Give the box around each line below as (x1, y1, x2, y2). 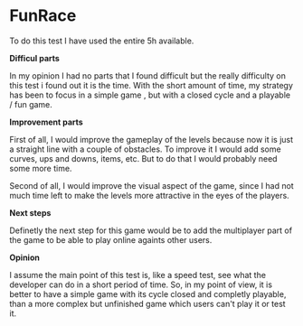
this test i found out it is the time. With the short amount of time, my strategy (9, 79, 294, 90)
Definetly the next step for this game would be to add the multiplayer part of (9, 225, 292, 236)
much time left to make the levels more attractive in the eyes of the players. (9, 190, 289, 200)
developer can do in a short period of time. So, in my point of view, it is (9, 279, 273, 290)
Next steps (9, 207, 52, 218)
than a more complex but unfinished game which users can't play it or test (9, 298, 287, 309)
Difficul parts (9, 52, 61, 63)
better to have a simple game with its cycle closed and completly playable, (9, 288, 287, 299)
